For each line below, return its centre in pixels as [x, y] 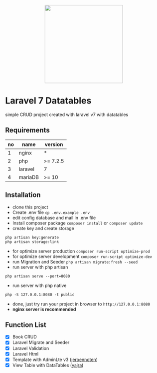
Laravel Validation [31, 348]
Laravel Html [25, 354]
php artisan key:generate [32, 237]
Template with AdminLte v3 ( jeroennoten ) [55, 359]
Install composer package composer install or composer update [78, 223]
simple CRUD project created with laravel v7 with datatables [67, 114]
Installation [23, 195]
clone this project [30, 207]
